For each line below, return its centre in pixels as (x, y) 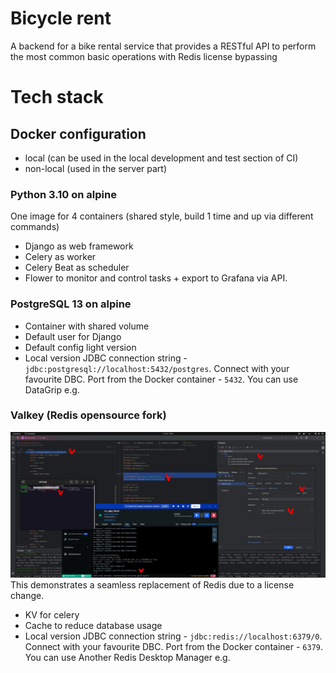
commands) (35, 227)
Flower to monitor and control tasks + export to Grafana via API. (156, 278)
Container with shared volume (87, 326)
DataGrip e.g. (52, 389)
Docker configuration (78, 133)
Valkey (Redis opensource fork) (88, 415)
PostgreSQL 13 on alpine (71, 304)
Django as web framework (79, 246)
